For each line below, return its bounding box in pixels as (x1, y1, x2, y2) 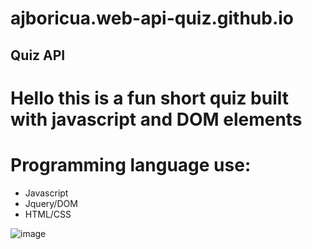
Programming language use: (10, 153, 252, 176)
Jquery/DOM (24, 197, 78, 209)
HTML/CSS (24, 208, 72, 220)
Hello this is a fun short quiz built (10, 87, 290, 109)
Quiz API (10, 47, 66, 64)
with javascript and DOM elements (10, 108, 303, 131)
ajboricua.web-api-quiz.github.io (10, 7, 295, 30)
